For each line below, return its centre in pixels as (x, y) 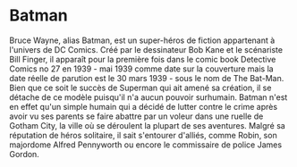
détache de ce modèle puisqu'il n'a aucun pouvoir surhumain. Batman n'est (148, 97)
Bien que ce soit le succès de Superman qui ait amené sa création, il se (140, 88)
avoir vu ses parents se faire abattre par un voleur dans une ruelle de (136, 116)
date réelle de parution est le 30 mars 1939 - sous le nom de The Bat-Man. (147, 78)
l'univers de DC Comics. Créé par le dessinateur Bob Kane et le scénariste (146, 49)
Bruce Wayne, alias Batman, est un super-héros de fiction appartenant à (142, 40)
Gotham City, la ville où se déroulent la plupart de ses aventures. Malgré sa (148, 125)
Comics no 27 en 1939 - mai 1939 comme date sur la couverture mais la (142, 69)
